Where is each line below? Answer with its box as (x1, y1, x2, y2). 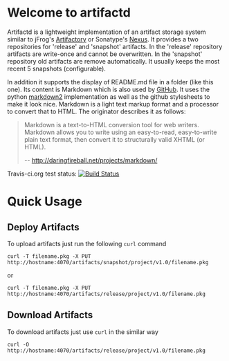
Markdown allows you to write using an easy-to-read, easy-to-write (24, 128, 217, 136)
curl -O (7, 341, 30, 348)
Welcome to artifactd (7, 5, 131, 21)
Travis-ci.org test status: (7, 169, 77, 178)
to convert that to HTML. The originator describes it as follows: (7, 107, 186, 115)
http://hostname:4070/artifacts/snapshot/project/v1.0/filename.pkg (7, 259, 209, 266)
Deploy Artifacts (7, 221, 80, 233)
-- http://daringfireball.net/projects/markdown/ (24, 156, 158, 164)
